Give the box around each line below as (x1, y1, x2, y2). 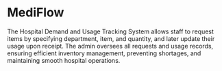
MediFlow (7, 5, 64, 20)
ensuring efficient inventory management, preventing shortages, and (7, 49, 201, 57)
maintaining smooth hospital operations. (7, 56, 121, 64)
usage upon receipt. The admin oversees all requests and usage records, (7, 42, 214, 50)
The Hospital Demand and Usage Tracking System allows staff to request (7, 27, 214, 35)
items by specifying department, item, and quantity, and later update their (7, 34, 215, 42)
